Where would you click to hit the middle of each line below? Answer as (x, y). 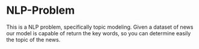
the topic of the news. (33, 39)
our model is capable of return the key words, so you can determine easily (99, 33)
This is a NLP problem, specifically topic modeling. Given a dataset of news (100, 27)
